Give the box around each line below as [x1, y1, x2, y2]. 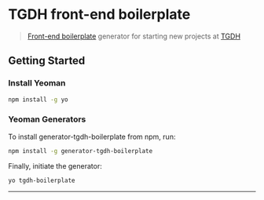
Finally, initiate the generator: [8, 161, 102, 170]
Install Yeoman [8, 78, 66, 89]
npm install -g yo [8, 96, 68, 104]
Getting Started [8, 54, 86, 67]
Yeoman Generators [8, 114, 86, 125]
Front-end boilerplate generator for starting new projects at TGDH [27, 31, 241, 41]
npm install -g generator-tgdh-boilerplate [8, 147, 153, 155]
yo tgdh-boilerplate [8, 176, 76, 184]
